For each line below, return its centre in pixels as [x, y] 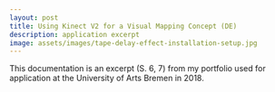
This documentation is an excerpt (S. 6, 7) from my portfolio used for [137, 69]
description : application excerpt [75, 34]
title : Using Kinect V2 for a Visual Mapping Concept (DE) [123, 26]
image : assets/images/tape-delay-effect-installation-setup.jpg [133, 43]
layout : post [34, 18]
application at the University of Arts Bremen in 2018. [107, 78]
